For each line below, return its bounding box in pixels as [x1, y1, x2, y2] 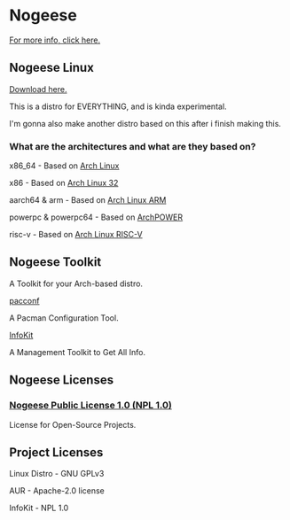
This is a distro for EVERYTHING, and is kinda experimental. [9, 101, 228, 112]
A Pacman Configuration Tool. [9, 312, 119, 323]
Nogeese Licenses [9, 373, 114, 388]
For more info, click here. [9, 35, 100, 45]
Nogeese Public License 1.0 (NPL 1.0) [9, 400, 173, 412]
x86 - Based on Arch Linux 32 [9, 178, 119, 189]
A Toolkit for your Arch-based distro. [9, 278, 144, 289]
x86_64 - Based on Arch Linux [9, 160, 120, 171]
